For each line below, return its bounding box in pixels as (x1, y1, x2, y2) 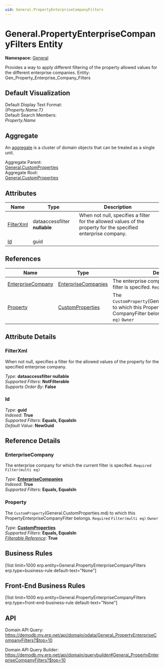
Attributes (5, 189, 37, 197)
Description (104, 204, 132, 210)
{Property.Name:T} (5, 107, 43, 113)
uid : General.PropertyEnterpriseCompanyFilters (5, 7, 104, 12)
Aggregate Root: (5, 170, 38, 176)
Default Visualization (5, 89, 70, 97)
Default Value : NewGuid (5, 422, 54, 428)
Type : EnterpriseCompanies (5, 476, 63, 482)
